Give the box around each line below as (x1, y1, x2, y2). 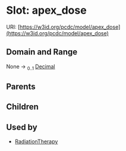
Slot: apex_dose (6, 4, 87, 17)
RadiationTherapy (14, 138, 58, 145)
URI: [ (6, 23, 20, 30)
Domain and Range (6, 47, 78, 57)
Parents (6, 81, 36, 91)
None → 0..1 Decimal (6, 63, 55, 72)
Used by (6, 122, 37, 132)
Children (6, 102, 39, 112)
